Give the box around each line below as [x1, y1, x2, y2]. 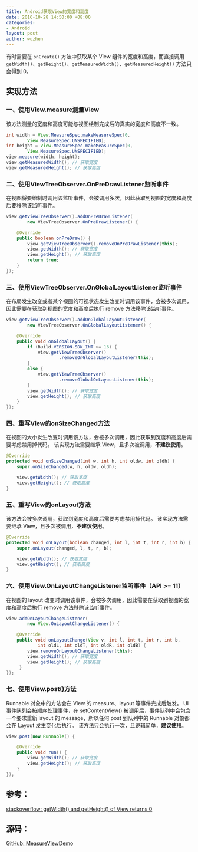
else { [27, 366, 44, 372]
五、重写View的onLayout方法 [6, 501, 91, 509]
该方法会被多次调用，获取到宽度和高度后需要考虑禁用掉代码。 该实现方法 [6, 515, 183, 522]
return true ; [27, 257, 60, 263]
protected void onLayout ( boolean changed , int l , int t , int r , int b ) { [6, 540, 192, 545]
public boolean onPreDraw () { [16, 235, 91, 241]
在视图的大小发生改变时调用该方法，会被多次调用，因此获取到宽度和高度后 [6, 434, 187, 441]
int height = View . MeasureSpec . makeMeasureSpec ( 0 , [6, 143, 133, 149]
